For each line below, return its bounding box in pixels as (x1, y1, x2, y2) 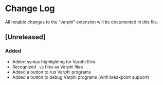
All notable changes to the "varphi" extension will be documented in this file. (5, 19, 158, 25)
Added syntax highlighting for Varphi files (12, 59, 96, 65)
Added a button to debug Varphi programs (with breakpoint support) (12, 74, 149, 80)
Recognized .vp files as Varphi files (12, 64, 83, 69)
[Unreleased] (5, 33, 46, 41)
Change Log (5, 3, 55, 14)
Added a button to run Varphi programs (12, 69, 91, 75)
